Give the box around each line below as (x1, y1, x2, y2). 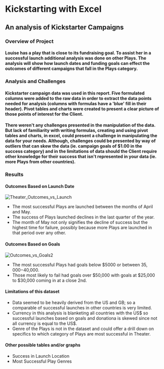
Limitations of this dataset (5, 289, 60, 295)
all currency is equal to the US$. (12, 320, 78, 326)
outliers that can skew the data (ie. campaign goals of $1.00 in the (5, 143, 142, 149)
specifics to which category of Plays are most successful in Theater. (12, 331, 151, 337)
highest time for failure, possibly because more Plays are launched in (12, 225, 152, 231)
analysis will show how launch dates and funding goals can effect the (5, 61, 150, 66)
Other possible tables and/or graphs (5, 342, 81, 348)
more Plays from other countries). (5, 159, 76, 165)
